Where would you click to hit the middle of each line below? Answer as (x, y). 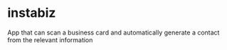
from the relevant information (50, 39)
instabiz (32, 13)
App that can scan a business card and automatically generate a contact (114, 32)
